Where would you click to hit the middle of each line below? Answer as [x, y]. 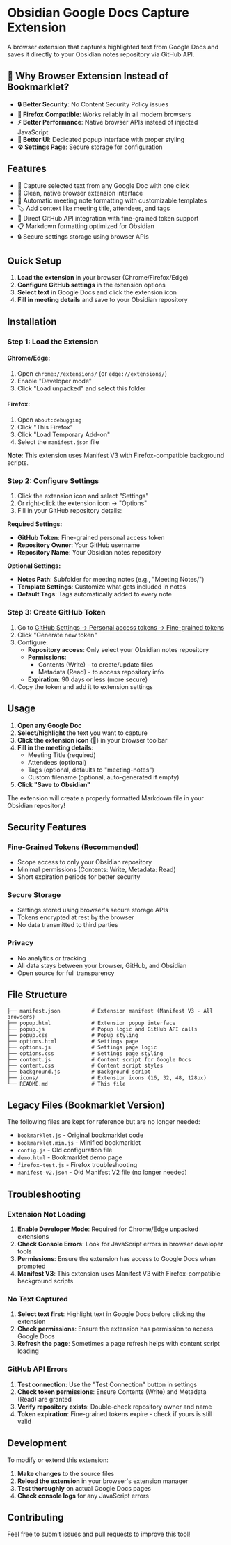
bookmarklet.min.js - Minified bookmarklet [79, 1143]
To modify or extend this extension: [58, 1460]
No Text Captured [38, 1299]
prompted [31, 1266]
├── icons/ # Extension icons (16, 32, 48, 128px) [107, 1078]
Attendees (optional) [57, 762]
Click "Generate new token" [57, 635]
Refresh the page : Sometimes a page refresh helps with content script [119, 1344]
